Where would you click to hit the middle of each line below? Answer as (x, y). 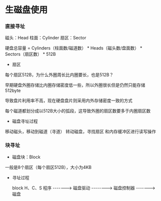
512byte (13, 91)
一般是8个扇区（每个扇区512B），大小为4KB (48, 167)
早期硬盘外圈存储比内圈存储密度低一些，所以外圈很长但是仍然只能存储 (75, 85)
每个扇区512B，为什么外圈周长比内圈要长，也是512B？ (59, 75)
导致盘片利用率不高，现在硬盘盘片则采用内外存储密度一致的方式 (69, 100)
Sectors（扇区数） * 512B (31, 54)
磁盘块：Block (26, 157)
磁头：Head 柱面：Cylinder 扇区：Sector (46, 38)
